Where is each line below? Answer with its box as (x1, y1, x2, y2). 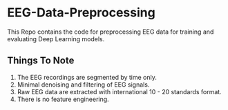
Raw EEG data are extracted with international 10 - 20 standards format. (17, 87, 222, 96)
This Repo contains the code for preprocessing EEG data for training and (7, 27, 214, 36)
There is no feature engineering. (17, 95, 109, 103)
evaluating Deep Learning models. (7, 34, 105, 43)
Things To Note (7, 55, 75, 67)
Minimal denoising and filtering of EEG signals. (17, 80, 150, 89)
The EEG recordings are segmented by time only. (17, 73, 158, 81)
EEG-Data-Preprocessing (7, 5, 155, 21)
